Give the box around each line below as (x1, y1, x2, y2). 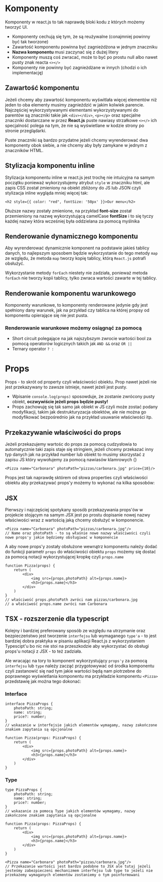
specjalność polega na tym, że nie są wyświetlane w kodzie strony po (5, 122, 145, 128)
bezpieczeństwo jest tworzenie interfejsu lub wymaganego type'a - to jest (5, 633, 157, 639)
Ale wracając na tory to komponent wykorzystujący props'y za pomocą (5, 657, 147, 663)
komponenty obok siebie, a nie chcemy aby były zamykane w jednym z (5, 142, 147, 148)
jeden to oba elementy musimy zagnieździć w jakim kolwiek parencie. (5, 102, 145, 107)
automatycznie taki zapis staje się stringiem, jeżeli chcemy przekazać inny (5, 447, 154, 452)
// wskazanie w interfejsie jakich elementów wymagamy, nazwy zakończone (5, 723, 158, 728)
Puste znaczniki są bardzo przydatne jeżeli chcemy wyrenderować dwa (5, 137, 148, 143)
